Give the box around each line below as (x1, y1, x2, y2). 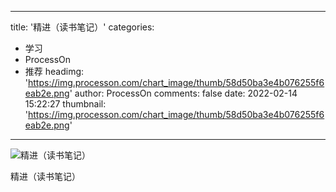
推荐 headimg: (24, 66, 85, 77)
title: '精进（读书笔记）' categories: (10, 21, 155, 33)
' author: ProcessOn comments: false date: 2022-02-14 (69, 87, 298, 99)
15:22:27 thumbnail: (24, 98, 107, 110)
